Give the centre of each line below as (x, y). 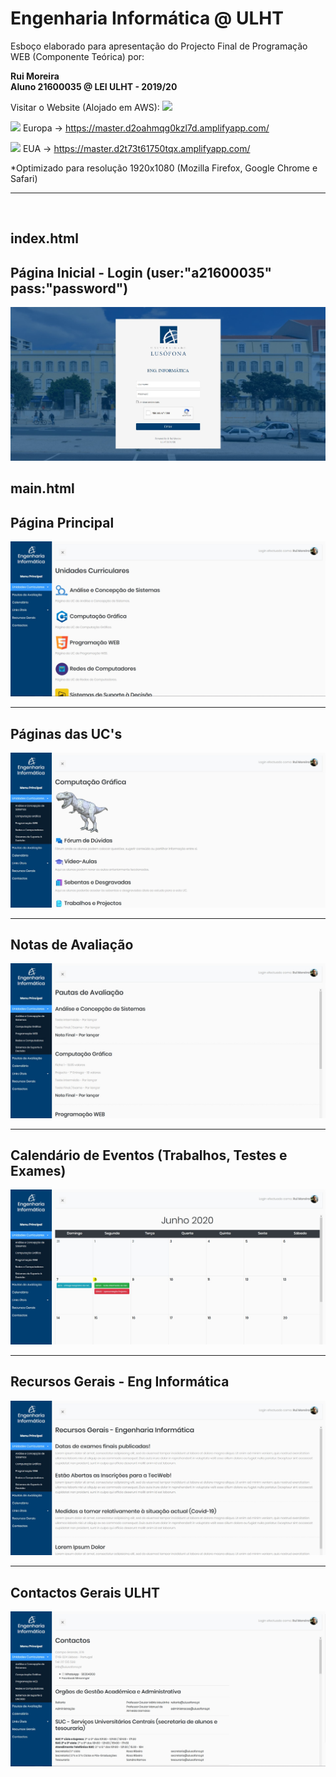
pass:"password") (69, 288)
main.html (42, 488)
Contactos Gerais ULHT (85, 1592)
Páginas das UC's (66, 733)
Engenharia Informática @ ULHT (147, 18)
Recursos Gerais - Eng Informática (120, 1382)
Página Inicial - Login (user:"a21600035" (141, 272)
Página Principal (62, 522)
